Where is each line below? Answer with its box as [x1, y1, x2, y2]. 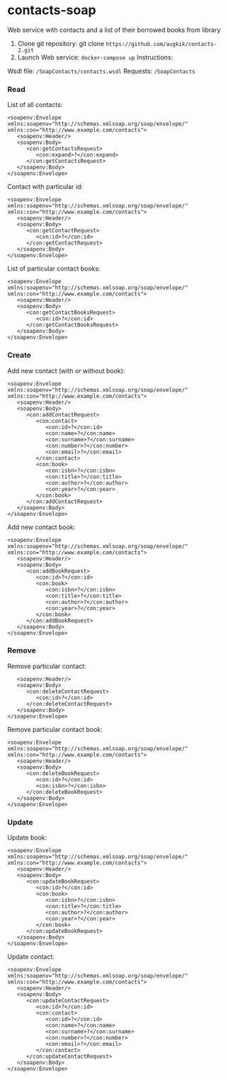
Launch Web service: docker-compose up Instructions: [17, 52, 173, 62]
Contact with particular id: [7, 183, 84, 191]
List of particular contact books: [7, 264, 101, 273]
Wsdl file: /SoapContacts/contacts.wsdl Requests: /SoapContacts [7, 67, 196, 75]
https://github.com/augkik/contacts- [106, 40, 217, 47]
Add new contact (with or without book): [7, 366, 125, 375]
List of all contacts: [7, 101, 63, 109]
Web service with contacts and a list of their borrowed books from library [7, 26, 221, 34]
